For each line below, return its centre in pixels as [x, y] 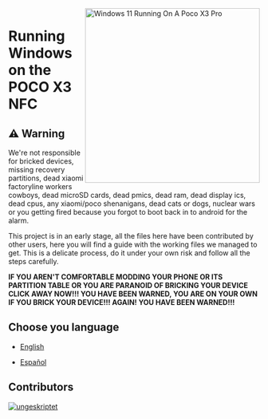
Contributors [41, 387]
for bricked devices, [41, 161]
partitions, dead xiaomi [46, 178]
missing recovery [37, 170]
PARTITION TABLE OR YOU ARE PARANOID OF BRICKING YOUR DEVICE [128, 285]
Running [37, 36]
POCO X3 [40, 87]
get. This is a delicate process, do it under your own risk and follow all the [129, 253]
